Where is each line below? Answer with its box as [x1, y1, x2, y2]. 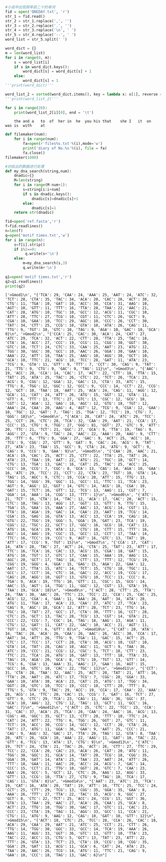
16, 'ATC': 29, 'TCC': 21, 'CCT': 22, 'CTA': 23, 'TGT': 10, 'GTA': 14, [5, 470, 158, 476]
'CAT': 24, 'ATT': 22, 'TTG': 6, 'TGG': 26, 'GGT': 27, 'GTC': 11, [5, 718, 147, 723]
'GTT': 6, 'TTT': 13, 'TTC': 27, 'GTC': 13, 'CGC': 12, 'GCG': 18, [5, 397, 147, 402]
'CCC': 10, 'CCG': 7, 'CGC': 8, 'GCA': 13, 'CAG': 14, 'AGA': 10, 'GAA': [5, 466, 161, 471]
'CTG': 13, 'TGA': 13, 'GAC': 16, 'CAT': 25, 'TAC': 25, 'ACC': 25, [5, 462, 149, 467]
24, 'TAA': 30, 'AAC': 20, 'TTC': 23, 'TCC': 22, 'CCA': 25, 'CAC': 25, [5, 592, 158, 597]
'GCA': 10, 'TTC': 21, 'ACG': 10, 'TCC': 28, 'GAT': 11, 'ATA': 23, [5, 358, 149, 363]
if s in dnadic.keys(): [23, 192, 72, 197]
